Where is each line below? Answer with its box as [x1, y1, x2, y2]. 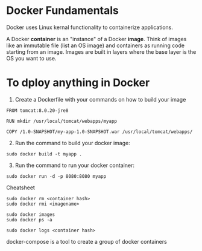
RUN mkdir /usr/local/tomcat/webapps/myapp [6, 118, 118, 124]
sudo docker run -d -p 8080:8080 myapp [6, 173, 107, 179]
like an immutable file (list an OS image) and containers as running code [6, 42, 185, 49]
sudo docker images [6, 211, 55, 218]
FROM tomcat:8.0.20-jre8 [6, 107, 69, 114]
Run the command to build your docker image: [14, 139, 131, 146]
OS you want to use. [6, 54, 57, 62]
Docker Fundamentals [6, 4, 119, 18]
